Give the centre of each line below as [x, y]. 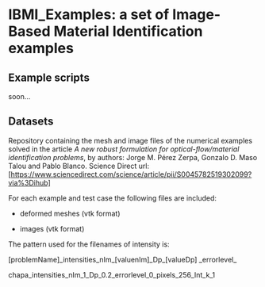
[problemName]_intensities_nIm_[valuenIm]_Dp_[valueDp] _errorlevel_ [123, 259]
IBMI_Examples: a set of [89, 15]
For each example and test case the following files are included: [112, 198]
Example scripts [49, 77]
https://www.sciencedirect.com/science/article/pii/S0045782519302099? [131, 174]
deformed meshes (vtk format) [70, 213]
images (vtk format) [52, 228]
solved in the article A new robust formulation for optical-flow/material [124, 149]
